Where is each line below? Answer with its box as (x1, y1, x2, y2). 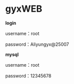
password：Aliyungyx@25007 (5, 41, 69, 47)
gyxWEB (5, 3, 42, 15)
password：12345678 (5, 72, 52, 79)
